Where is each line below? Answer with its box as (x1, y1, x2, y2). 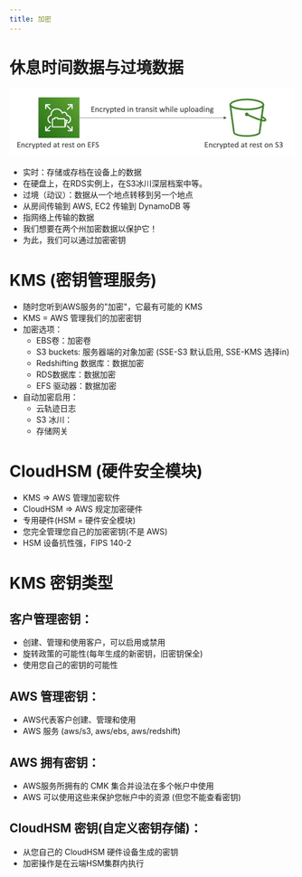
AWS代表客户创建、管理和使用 (22, 714, 137, 725)
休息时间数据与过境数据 (9, 57, 184, 78)
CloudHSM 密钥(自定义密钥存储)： (9, 821, 203, 836)
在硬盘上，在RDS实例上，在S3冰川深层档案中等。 (22, 178, 208, 189)
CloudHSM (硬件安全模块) (9, 461, 203, 481)
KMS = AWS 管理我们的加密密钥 (22, 313, 142, 324)
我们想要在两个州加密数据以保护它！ (22, 223, 158, 234)
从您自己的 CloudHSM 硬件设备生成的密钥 (22, 846, 179, 857)
